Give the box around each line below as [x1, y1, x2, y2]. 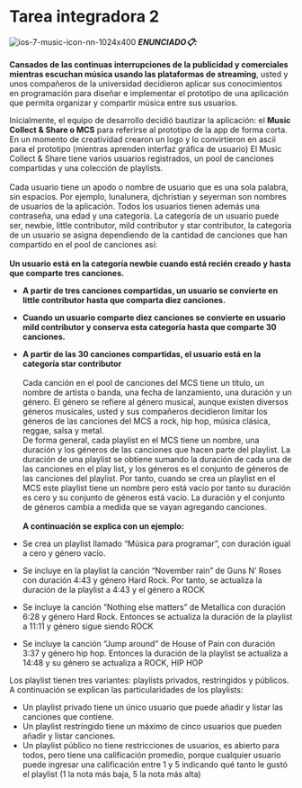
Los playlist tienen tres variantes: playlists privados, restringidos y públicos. [9, 675, 289, 685]
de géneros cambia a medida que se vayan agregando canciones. [22, 501, 267, 512]
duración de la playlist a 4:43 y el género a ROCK [22, 584, 205, 595]
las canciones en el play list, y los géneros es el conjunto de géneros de [22, 463, 289, 474]
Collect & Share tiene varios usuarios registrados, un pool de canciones [9, 153, 274, 164]
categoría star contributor [22, 358, 122, 369]
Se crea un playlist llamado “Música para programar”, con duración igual [22, 538, 291, 549]
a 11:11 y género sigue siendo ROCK [22, 621, 154, 631]
